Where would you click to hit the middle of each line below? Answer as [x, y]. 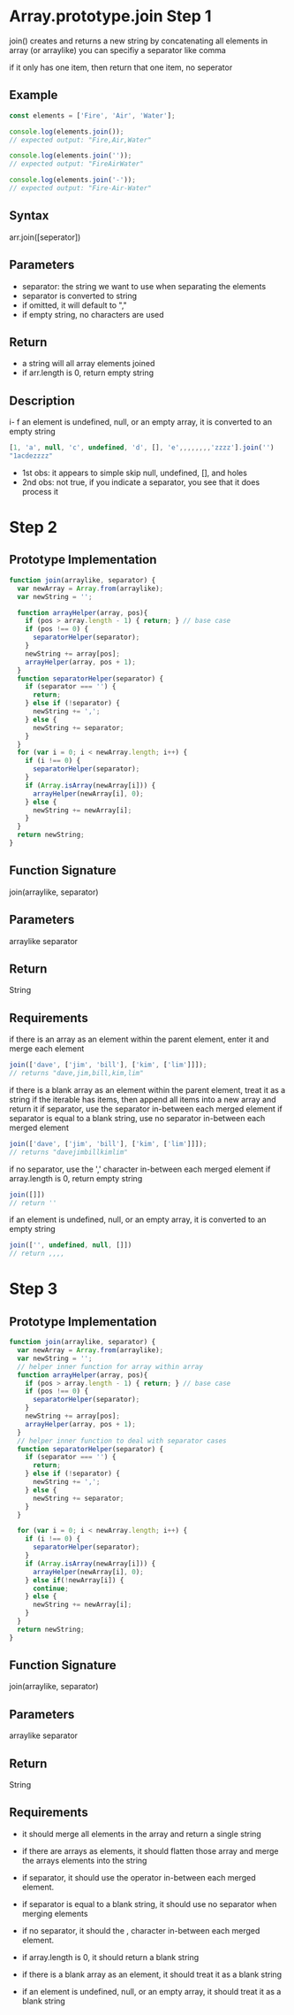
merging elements [55, 1913]
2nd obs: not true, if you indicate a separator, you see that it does [141, 482]
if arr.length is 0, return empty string [88, 373]
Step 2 [33, 527]
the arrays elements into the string [84, 1860]
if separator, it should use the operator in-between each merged [139, 1877]
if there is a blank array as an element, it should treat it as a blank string [152, 1974]
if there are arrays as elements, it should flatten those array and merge [150, 1850]
